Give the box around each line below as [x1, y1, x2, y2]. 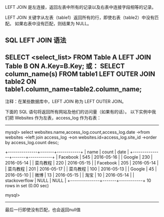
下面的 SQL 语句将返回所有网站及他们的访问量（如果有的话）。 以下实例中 [5, 109, 152, 115]
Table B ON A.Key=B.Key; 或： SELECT [5, 62, 125, 70]
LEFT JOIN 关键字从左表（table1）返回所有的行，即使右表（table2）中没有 [5, 15, 155, 20]
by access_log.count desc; [5, 140, 59, 145]
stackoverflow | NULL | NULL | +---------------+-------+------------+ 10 [5, 178, 151, 183]
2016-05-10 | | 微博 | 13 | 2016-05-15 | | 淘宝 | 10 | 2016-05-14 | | [5, 172, 134, 178]
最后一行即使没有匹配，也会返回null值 [5, 207, 81, 213]
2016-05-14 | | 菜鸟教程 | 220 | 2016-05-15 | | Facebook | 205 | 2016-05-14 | [5, 160, 159, 166]
